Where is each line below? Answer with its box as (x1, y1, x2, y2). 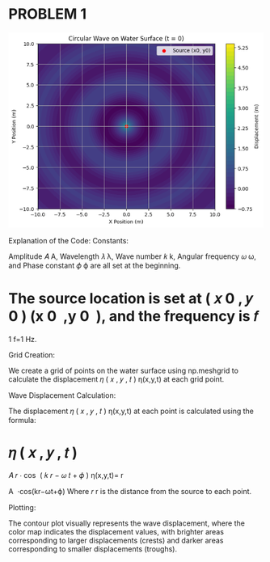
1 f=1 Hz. (8, 334, 37, 344)
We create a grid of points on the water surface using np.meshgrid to (8, 366, 238, 375)
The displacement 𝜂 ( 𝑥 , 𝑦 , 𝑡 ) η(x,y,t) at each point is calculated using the (8, 406, 255, 416)
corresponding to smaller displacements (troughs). (8, 544, 178, 554)
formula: (8, 415, 36, 425)
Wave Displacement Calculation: (8, 390, 116, 400)
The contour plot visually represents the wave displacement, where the (8, 518, 245, 528)
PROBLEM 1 (8, 5, 87, 23)
